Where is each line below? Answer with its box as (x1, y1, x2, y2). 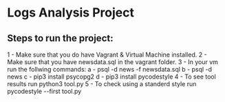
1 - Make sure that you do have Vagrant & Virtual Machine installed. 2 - (7, 50, 208, 59)
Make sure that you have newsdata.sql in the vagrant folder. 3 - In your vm (7, 58, 219, 66)
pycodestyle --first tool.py (7, 88, 82, 95)
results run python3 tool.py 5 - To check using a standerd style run (7, 80, 197, 88)
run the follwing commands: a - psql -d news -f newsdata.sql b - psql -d (7, 65, 212, 73)
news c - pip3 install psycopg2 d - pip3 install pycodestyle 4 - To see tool (7, 72, 217, 81)
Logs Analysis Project (7, 5, 134, 21)
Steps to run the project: (7, 32, 114, 44)
